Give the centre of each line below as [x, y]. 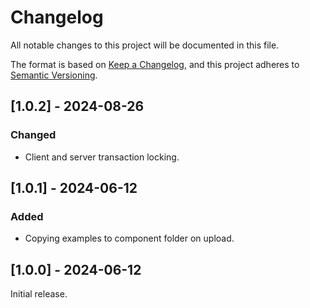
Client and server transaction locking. [102, 157]
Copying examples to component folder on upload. [129, 238]
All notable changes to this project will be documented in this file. [145, 45]
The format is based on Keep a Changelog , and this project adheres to [155, 64]
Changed [33, 135]
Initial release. [39, 294]
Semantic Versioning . [54, 75]
